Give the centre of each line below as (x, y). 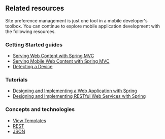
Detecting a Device (32, 67)
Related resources (35, 8)
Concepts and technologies (40, 109)
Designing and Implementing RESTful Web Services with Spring (79, 96)
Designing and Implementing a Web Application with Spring (75, 91)
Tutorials (16, 80)
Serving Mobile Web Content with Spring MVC (61, 61)
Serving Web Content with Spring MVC (53, 56)
